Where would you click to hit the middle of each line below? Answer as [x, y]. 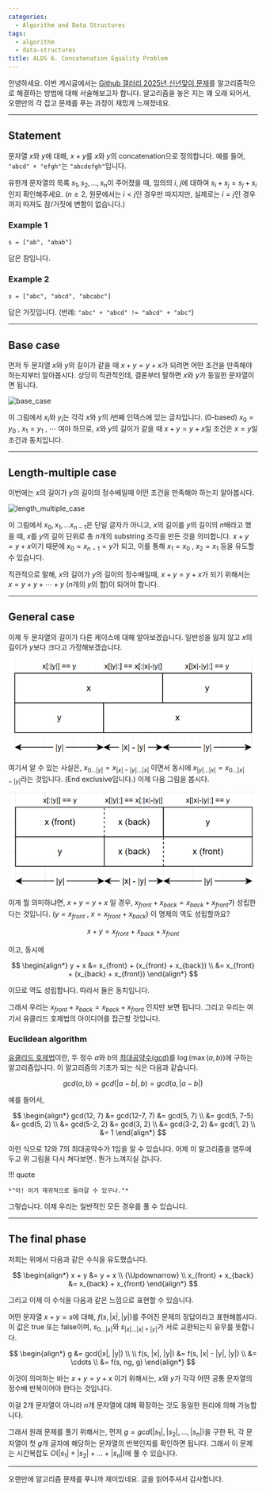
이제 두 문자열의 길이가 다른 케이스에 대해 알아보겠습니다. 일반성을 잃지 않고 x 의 [130, 637]
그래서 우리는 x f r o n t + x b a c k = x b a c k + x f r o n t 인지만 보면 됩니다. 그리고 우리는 [127, 1008]
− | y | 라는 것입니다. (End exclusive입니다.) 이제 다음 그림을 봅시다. [109, 780]
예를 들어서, [27, 1099]
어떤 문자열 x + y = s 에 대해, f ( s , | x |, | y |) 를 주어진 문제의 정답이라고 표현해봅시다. [133, 1317]
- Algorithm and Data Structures [70, 25]
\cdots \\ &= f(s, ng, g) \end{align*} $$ [133, 1362]
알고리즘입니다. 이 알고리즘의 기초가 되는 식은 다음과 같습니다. [103, 1067]
